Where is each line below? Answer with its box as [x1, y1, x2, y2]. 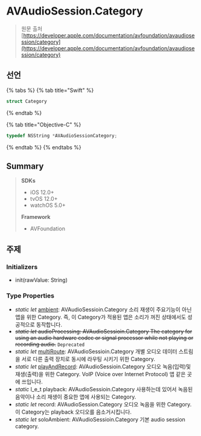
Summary [6, 161, 44, 171]
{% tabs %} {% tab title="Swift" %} [6, 86, 94, 94]
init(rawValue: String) [14, 276, 68, 284]
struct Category [6, 98, 47, 104]
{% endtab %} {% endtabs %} [6, 143, 81, 151]
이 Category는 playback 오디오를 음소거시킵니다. [14, 408, 132, 415]
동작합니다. [36, 321, 62, 328]
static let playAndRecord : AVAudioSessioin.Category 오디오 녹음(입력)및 [14, 363, 191, 370]
